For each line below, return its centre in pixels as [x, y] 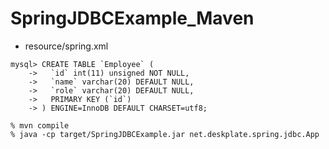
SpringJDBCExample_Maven [132, 18]
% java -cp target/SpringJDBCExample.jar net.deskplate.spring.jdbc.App [165, 134]
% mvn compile [40, 125]
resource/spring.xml [66, 46]
